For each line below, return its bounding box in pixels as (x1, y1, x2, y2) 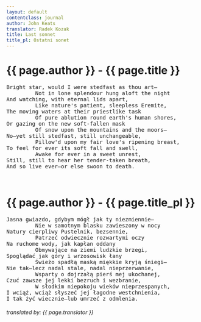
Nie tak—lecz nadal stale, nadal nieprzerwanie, (6, 265, 154, 271)
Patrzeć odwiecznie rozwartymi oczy (35, 234, 145, 241)
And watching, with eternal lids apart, (6, 96, 129, 102)
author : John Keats (6, 20, 56, 26)
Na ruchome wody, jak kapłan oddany (6, 240, 116, 247)
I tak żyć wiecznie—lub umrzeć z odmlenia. (6, 295, 138, 302)
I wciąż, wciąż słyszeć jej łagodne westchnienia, (6, 289, 161, 296)
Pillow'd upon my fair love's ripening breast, (35, 138, 180, 145)
